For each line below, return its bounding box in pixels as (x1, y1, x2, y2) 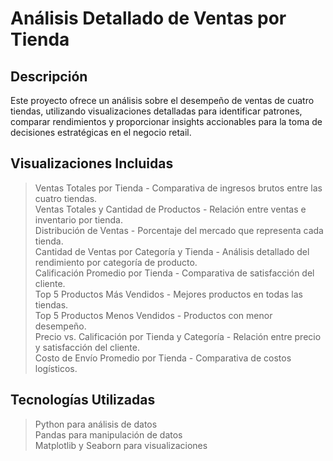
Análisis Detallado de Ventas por (10, 7, 287, 30)
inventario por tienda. (34, 213, 123, 226)
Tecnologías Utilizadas (10, 392, 156, 409)
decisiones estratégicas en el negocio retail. (10, 127, 192, 138)
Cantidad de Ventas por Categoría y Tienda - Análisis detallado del (34, 245, 310, 257)
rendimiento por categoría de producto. (34, 256, 198, 268)
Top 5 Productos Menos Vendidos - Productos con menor (34, 309, 273, 321)
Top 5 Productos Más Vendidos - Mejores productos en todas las (34, 288, 303, 300)
